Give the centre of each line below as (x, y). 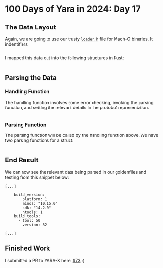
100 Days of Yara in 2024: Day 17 (73, 9)
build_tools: (27, 216)
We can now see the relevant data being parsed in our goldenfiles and (76, 172)
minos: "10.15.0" (40, 203)
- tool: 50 (29, 220)
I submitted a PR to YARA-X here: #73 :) (45, 260)
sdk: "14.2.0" (37, 208)
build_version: (29, 195)
